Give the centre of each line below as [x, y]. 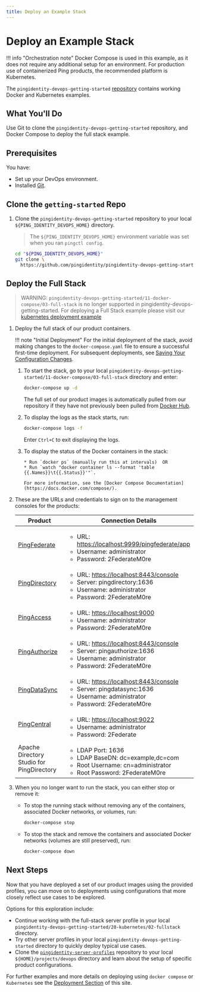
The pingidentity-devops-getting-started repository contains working [93, 88]
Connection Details [129, 521]
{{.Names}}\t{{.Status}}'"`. [60, 473]
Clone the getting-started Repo [66, 204]
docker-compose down [49, 852]
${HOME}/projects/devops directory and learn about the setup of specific [103, 958]
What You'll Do [34, 113]
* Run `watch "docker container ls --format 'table [89, 468]
